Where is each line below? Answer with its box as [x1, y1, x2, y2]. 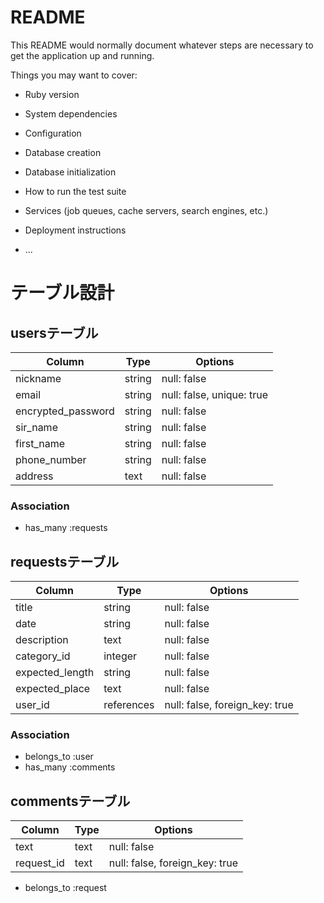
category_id [15, 649, 71, 663]
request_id [15, 856, 65, 870]
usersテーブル [10, 324, 99, 341]
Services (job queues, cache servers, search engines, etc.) [24, 204, 269, 216]
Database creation [24, 146, 102, 158]
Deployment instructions [24, 224, 127, 236]
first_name [15, 436, 66, 450]
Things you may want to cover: [10, 69, 138, 81]
